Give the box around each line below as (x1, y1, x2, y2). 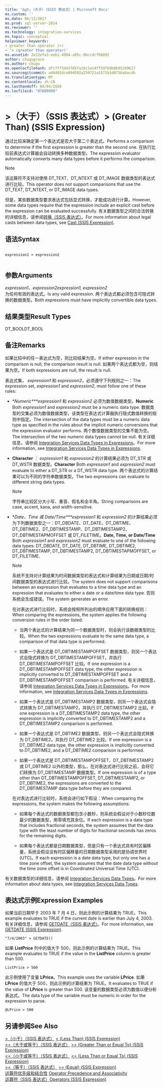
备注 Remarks (5, 341, 46, 350)
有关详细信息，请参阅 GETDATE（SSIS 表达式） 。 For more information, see (5, 921, 154, 927)
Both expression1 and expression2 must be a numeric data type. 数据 (12, 404, 150, 410)
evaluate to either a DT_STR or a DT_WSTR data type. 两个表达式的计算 (12, 467, 154, 473)
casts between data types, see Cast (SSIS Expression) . (5, 220, 115, 226)
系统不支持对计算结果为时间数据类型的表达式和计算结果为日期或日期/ (12, 572, 150, 579)
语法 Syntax (5, 235, 40, 243)
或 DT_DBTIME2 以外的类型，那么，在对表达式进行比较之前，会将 (19, 763, 150, 769)
